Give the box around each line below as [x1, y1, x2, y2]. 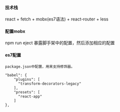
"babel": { [5, 73, 27, 77]
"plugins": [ [14, 77, 40, 82]
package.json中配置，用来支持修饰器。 [5, 64, 75, 69]
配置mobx [5, 28, 26, 34]
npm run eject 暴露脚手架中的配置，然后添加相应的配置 [5, 40, 115, 46]
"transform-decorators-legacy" [17, 81, 82, 86]
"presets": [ [14, 90, 40, 94]
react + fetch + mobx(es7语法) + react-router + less [5, 16, 108, 22]
